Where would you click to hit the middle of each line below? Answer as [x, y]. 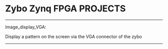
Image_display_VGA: [26, 27]
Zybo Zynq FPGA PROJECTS [65, 9]
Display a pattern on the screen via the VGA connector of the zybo [74, 36]
